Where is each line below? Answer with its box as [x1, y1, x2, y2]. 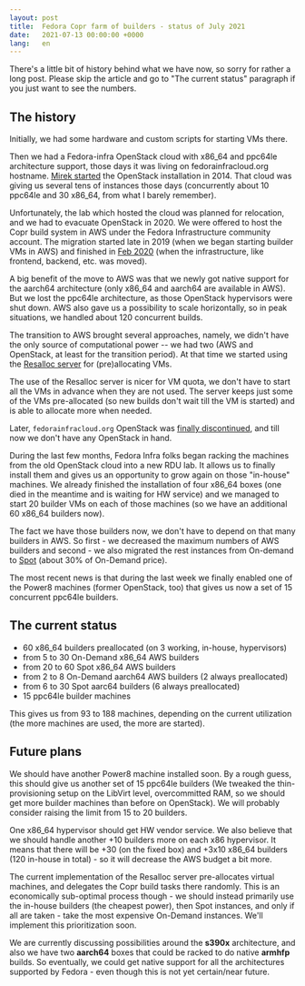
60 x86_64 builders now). [9, 508, 105, 519]
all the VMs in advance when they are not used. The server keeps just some [9, 386, 293, 397]
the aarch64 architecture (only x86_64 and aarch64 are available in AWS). [9, 283, 286, 294]
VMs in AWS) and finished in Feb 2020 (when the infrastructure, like [9, 246, 264, 257]
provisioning [9, 788, 56, 799]
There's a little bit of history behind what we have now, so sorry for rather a [9, 64, 291, 75]
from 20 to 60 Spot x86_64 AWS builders [22, 661, 176, 672]
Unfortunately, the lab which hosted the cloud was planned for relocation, [9, 207, 285, 218]
